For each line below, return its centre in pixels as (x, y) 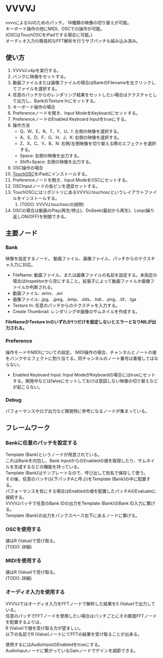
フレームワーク (28, 428)
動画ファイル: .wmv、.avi (38, 293)
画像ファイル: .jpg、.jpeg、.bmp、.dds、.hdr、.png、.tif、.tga (74, 300)
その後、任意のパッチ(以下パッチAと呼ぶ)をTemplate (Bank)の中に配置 (76, 479)
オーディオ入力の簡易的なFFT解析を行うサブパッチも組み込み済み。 (73, 41)
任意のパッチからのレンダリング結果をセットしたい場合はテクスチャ (81, 94)
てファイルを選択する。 (36, 89)
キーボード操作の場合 (34, 107)
